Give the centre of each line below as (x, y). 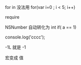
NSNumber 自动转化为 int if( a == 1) (41, 27)
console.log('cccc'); (25, 37)
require (12, 17)
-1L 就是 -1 (16, 47)
